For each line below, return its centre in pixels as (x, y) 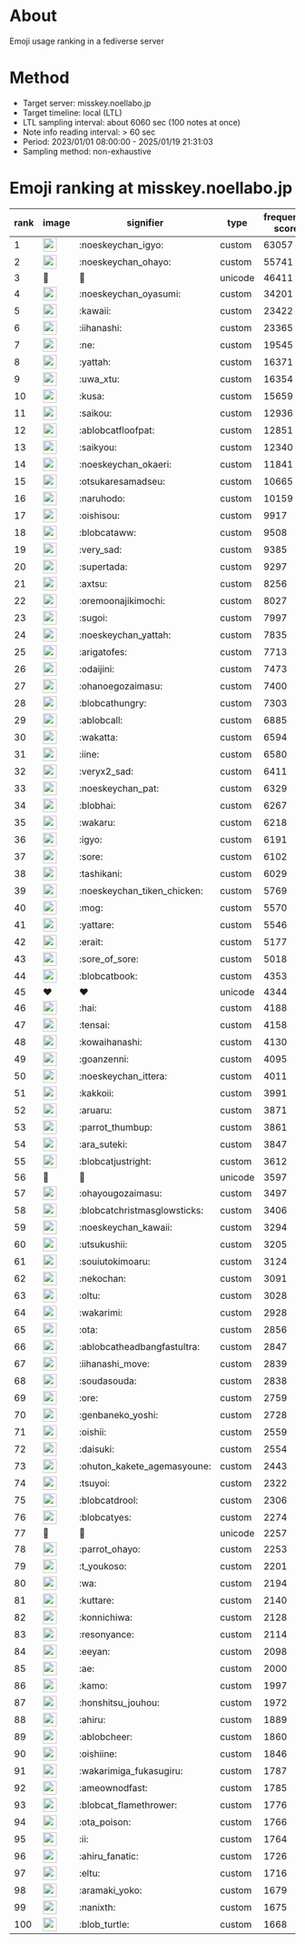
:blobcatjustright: (115, 1161)
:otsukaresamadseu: (122, 481)
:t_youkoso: (103, 1566)
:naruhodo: (102, 499)
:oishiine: (98, 1754)
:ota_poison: (105, 1822)
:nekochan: (103, 1278)
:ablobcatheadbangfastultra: (139, 1346)
